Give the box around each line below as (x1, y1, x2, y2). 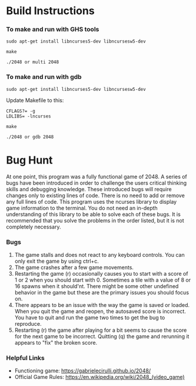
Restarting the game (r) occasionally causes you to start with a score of (14, 270, 188, 277)
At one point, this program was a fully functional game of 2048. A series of (6, 173, 187, 180)
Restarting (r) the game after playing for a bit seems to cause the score (14, 326, 187, 334)
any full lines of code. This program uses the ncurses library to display (6, 198, 177, 205)
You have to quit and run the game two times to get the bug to (14, 314, 165, 321)
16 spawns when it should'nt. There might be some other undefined (14, 283, 179, 290)
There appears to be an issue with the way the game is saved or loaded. (14, 302, 190, 309)
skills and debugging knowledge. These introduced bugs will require (6, 185, 172, 192)
